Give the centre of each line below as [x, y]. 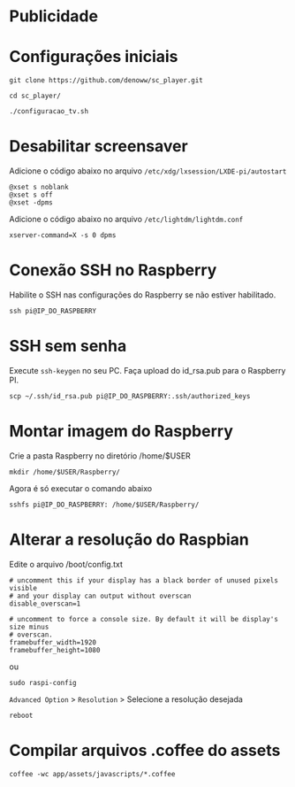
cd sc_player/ [35, 96]
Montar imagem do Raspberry [121, 432]
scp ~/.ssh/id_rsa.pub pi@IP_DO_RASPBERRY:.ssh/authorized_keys [130, 396]
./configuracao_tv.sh [49, 112]
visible [23, 588]
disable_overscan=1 [45, 604]
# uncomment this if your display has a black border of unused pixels [144, 580]
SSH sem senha [68, 346]
